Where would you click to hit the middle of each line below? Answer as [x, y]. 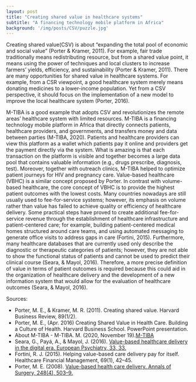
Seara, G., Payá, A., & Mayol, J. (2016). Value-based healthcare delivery [101, 341]
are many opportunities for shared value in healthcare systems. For [87, 76]
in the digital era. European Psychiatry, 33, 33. [70, 348]
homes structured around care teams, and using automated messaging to [95, 231]
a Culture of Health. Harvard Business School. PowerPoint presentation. [102, 329]
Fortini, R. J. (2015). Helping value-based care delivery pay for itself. [97, 354]
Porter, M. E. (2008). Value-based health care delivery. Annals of [93, 367]
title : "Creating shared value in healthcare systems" [75, 17]
